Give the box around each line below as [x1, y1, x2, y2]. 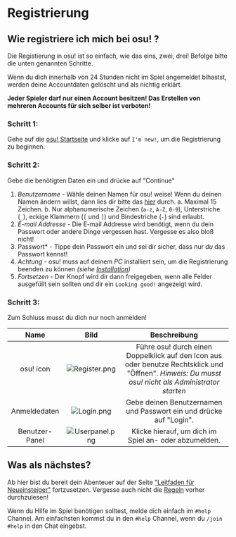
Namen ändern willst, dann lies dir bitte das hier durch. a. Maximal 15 [17, 197, 217, 206]
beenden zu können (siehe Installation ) [17, 264, 131, 273]
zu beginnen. [7, 142, 46, 151]
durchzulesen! [7, 493, 49, 501]
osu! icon [20, 364, 51, 374]
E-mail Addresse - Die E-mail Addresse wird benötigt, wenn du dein [17, 220, 214, 228]
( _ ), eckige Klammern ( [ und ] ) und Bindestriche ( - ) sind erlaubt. [17, 212, 205, 221]
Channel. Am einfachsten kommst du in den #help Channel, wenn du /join [7, 514, 223, 522]
